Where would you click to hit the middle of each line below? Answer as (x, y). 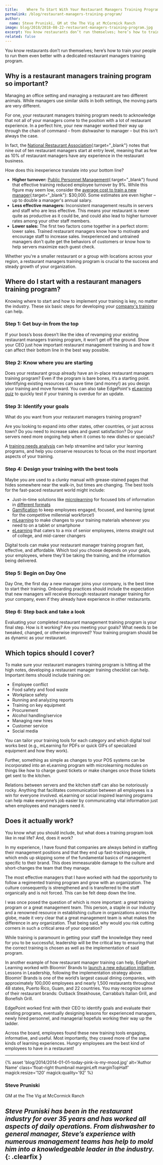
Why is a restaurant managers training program (78, 76)
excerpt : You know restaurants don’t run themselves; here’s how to (76, 32)
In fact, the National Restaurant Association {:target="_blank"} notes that (77, 145)
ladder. (12, 1023)
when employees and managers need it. (45, 806)
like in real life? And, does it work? (39, 838)
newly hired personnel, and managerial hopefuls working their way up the (79, 1018)
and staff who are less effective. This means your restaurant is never (81, 210)
